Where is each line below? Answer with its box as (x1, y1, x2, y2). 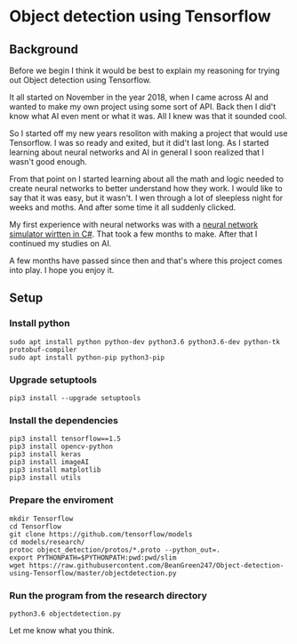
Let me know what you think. (9, 624, 116, 635)
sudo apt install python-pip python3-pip (9, 353, 165, 362)
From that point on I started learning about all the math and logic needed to (9, 173, 285, 184)
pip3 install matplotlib (9, 465, 101, 475)
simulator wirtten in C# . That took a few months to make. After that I (9, 229, 258, 239)
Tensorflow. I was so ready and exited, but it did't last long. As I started (9, 138, 269, 148)
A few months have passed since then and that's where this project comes (9, 255, 283, 266)
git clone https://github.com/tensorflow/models (9, 529, 193, 539)
